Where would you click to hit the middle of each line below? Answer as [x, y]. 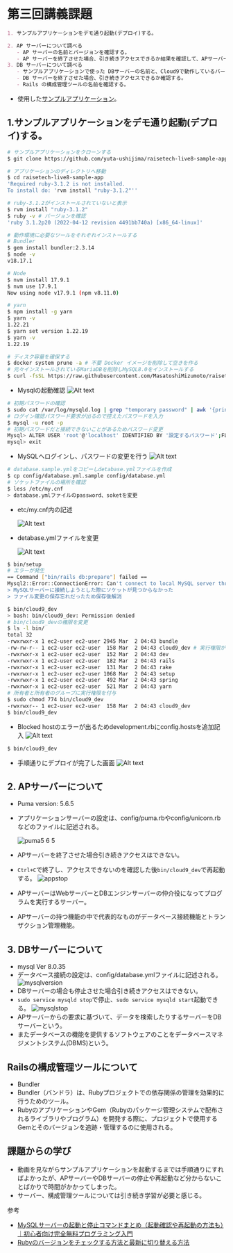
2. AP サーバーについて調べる [45, 46]
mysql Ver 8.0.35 [41, 967]
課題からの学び [39, 1151]
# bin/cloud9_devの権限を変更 [48, 622]
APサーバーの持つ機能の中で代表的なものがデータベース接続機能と [112, 917]
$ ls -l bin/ [26, 629]
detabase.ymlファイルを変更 [58, 538]
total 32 [20, 635]
